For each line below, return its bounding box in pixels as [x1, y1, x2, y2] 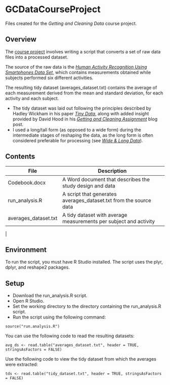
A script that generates [62, 190, 117, 198]
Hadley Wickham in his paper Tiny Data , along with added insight [12, 110, 149, 116]
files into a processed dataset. [5, 54, 68, 60]
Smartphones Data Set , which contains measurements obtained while [5, 69, 151, 75]
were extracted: [5, 362, 38, 368]
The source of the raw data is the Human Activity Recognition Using [5, 63, 147, 70]
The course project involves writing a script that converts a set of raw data [5, 48, 161, 54]
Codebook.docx [8, 179, 46, 186]
